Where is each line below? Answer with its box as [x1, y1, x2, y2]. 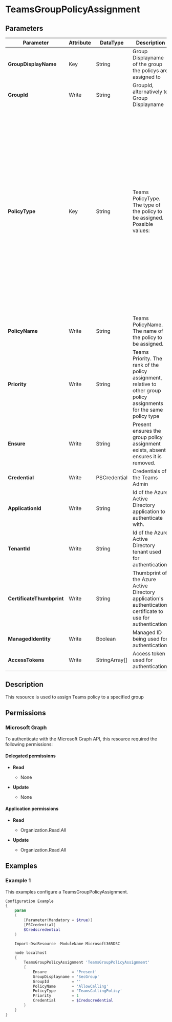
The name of [132, 328, 163, 334]
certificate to [132, 608, 164, 615]
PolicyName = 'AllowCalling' [32, 984, 109, 989]
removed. [132, 459, 156, 466]
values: [132, 227, 150, 234]
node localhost [14, 950, 47, 955]
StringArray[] [96, 656, 128, 664]
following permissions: [5, 741, 53, 747]
